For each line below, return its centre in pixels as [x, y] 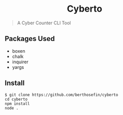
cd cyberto [16, 99]
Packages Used [30, 39]
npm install [17, 104]
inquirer [20, 62]
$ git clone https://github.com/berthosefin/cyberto [61, 95]
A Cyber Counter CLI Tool [44, 23]
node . [12, 108]
